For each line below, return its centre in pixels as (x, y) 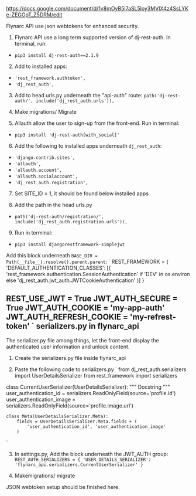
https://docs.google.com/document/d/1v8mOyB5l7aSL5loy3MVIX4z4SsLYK (97, 9)
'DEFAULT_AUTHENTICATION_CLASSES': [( (59, 268)
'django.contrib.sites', (45, 158)
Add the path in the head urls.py (53, 205)
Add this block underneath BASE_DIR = (52, 255)
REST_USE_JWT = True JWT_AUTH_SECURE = (92, 299)
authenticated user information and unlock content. (68, 346)
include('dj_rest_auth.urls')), (75, 101)
